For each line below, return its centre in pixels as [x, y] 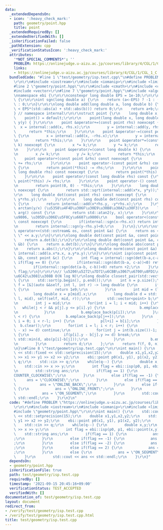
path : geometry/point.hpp [40, 23]
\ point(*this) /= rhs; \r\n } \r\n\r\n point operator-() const [86, 181]
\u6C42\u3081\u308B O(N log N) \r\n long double [62, 276]
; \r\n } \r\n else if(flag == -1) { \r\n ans [86, 439]
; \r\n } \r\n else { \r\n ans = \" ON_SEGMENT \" [88, 452]
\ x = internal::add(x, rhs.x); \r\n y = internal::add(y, [82, 127]
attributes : [22, 55]
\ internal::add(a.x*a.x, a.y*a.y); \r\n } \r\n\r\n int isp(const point [86, 254]
